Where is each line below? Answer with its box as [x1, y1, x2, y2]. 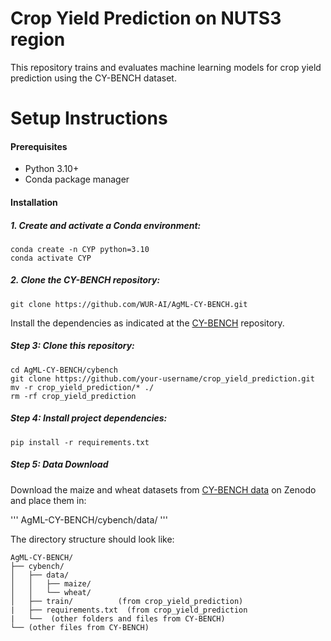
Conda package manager [24, 173, 130, 186]
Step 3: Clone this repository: [10, 340, 135, 352]
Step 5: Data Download [10, 458, 109, 471]
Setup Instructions [10, 107, 168, 130]
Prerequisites [10, 140, 68, 152]
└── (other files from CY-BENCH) [10, 622, 150, 632]
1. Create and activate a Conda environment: [10, 219, 202, 231]
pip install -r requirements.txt [10, 437, 150, 447]
